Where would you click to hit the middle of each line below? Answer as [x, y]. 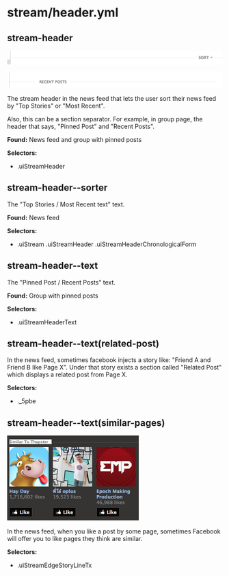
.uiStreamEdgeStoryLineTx [54, 565]
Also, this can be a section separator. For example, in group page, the [105, 119]
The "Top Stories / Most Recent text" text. [66, 204]
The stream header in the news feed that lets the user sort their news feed [112, 99]
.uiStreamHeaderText [47, 322]
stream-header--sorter [57, 188]
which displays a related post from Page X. [67, 374]
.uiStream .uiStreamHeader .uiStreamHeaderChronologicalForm [107, 244]
